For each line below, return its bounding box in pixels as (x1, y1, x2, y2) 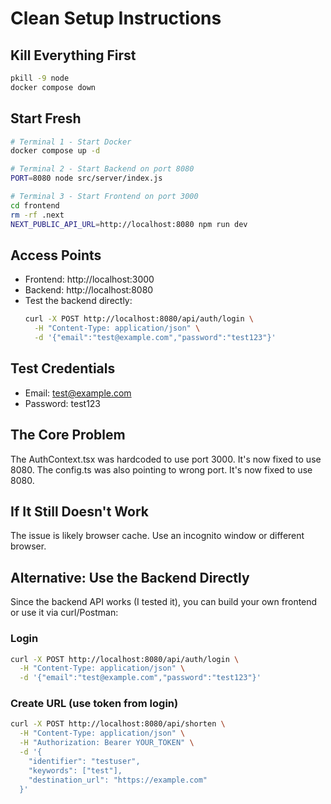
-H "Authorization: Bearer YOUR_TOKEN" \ (19, 738, 195, 748)
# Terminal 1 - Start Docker (10, 137, 132, 147)
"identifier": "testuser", (28, 756, 141, 766)
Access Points (10, 247, 102, 264)
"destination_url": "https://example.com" (28, 775, 208, 785)
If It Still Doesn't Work (10, 503, 149, 521)
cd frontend (10, 200, 60, 211)
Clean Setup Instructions (10, 7, 222, 30)
